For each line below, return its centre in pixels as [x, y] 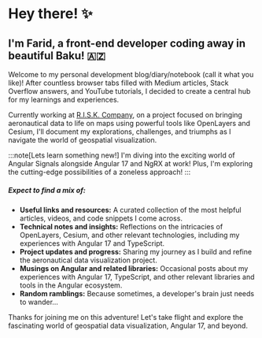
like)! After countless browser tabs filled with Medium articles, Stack [118, 83]
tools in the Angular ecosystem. [71, 285]
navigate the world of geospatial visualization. [83, 140]
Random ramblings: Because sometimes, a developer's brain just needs [137, 293]
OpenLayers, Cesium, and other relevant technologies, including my [129, 235]
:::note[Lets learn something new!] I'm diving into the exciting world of [122, 155]
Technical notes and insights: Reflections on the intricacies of [121, 226]
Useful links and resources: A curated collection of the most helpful [130, 210]
